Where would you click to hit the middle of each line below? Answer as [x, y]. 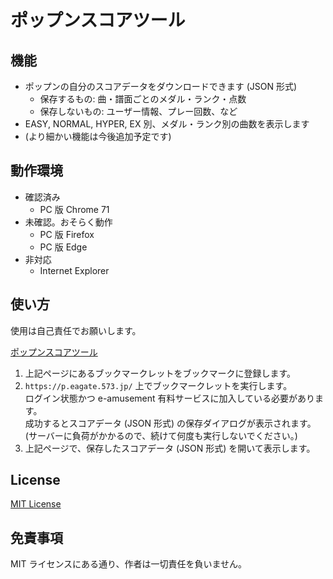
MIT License [36, 504]
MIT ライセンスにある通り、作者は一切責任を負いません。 [129, 564]
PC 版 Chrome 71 [74, 209]
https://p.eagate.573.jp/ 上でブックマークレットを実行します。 [158, 385]
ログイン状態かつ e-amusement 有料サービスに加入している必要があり [170, 398]
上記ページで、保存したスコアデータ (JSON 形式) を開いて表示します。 [170, 448]
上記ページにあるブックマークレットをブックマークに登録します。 [160, 373]
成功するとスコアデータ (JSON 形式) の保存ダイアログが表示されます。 [170, 423]
